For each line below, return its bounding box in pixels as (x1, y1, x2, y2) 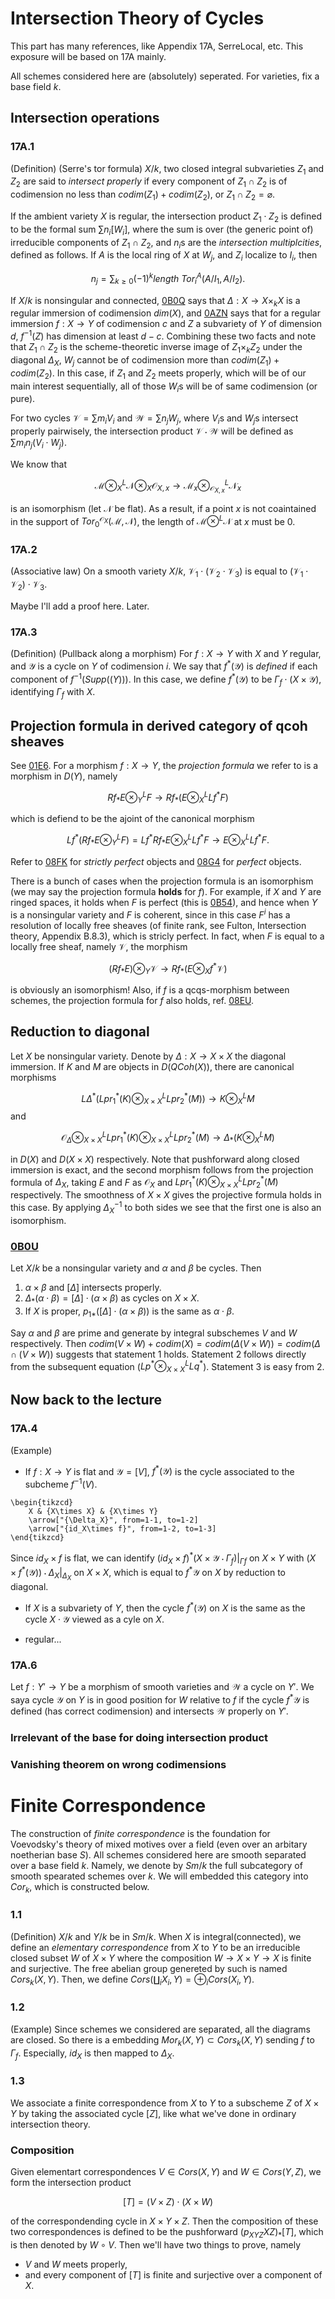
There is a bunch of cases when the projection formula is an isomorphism (10, 875, 314, 887)
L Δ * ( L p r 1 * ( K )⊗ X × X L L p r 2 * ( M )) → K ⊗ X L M (81, 1090, 255, 1107)
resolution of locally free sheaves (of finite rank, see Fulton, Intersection (10, 919, 307, 931)
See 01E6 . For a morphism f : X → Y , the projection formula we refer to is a (10, 760, 319, 772)
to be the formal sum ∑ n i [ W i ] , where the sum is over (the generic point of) (10, 223, 314, 237)
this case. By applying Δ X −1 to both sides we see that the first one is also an (10, 1200, 322, 1216)
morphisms (10, 1071, 57, 1083)
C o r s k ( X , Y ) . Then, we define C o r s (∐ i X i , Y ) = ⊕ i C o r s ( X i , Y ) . (10, 1973, 255, 1987)
